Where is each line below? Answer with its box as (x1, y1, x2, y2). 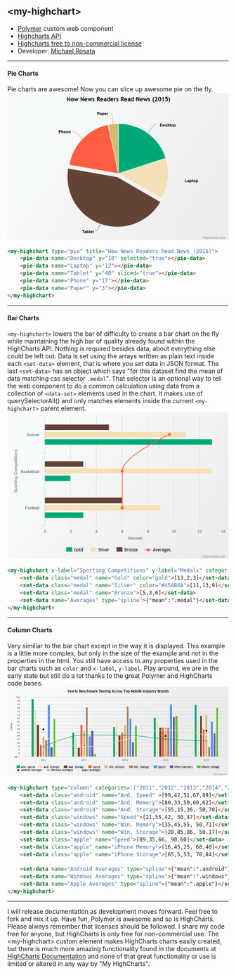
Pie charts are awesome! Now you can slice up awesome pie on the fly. (7, 85, 214, 93)
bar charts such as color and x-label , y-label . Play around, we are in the (7, 664, 219, 672)
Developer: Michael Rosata (17, 46, 96, 55)
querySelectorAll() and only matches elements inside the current (7, 396, 195, 405)
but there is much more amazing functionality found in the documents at (7, 944, 216, 953)
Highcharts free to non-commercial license (17, 39, 142, 48)
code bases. (7, 679, 44, 687)
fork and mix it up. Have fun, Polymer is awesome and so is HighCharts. (7, 915, 216, 923)
